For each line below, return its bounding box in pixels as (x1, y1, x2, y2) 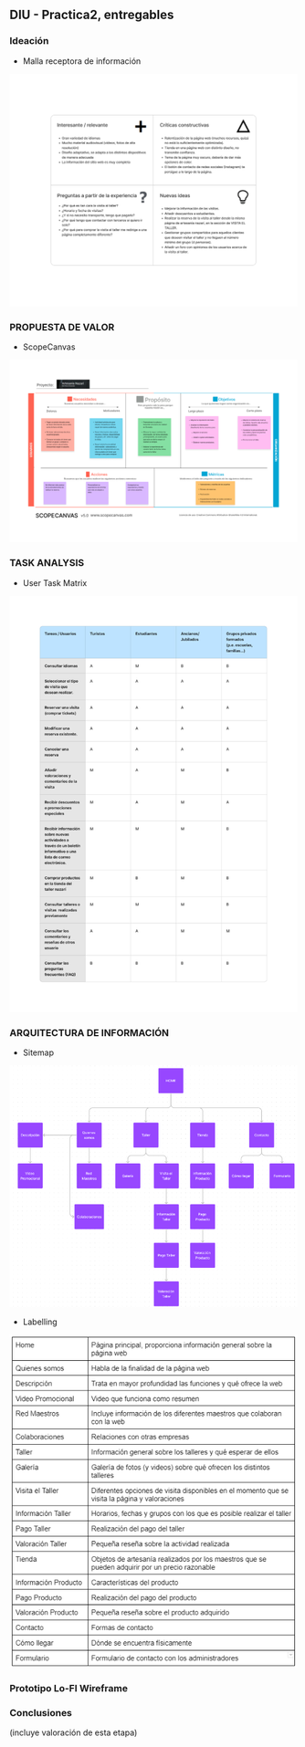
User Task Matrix (22, 577, 88, 588)
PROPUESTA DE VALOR (9, 320, 115, 333)
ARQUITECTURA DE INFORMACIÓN (9, 1026, 170, 1039)
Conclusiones (9, 1706, 73, 1719)
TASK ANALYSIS (9, 557, 85, 570)
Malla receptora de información (22, 55, 142, 67)
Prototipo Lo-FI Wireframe (9, 1681, 128, 1694)
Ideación (9, 35, 49, 47)
